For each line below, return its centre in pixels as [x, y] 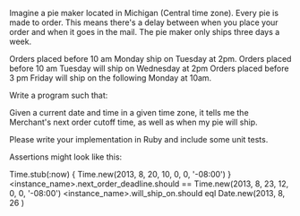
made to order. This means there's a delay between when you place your [144, 22]
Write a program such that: [59, 95]
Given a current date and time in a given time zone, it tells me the [129, 112]
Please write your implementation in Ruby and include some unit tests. [139, 139]
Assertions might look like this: [66, 157]
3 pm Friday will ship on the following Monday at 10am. [111, 78]
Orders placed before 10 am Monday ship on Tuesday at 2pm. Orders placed [150, 59]
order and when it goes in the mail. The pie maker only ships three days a [145, 32]
